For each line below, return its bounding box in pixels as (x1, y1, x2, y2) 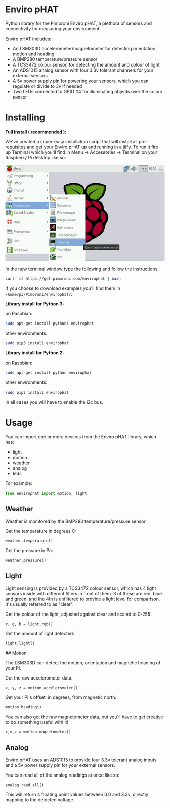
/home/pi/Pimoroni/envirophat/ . (5, 291, 72, 297)
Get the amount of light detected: (5, 631, 74, 637)
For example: (5, 480, 33, 486)
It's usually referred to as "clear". (5, 601, 74, 607)
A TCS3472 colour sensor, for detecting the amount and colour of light (12, 61, 160, 68)
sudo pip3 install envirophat (5, 341, 69, 346)
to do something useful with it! (5, 719, 69, 725)
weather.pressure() (5, 558, 47, 563)
